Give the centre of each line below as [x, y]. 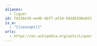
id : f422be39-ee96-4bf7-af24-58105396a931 [48, 18]
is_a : [10, 23]
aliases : [14, 9]
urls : [10, 32]
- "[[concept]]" [26, 27]
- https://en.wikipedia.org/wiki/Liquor [51, 36]
